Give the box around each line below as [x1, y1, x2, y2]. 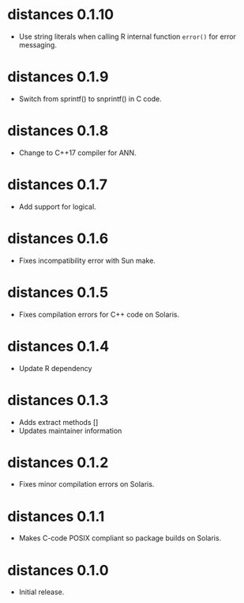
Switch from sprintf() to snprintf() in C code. [18, 93, 163, 104]
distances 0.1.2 [7, 453, 109, 472]
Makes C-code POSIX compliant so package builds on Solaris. [18, 533, 222, 543]
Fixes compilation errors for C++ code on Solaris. [18, 309, 179, 319]
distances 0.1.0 [7, 561, 109, 579]
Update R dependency [18, 363, 92, 373]
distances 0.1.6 [7, 229, 109, 247]
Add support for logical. [18, 202, 96, 211]
